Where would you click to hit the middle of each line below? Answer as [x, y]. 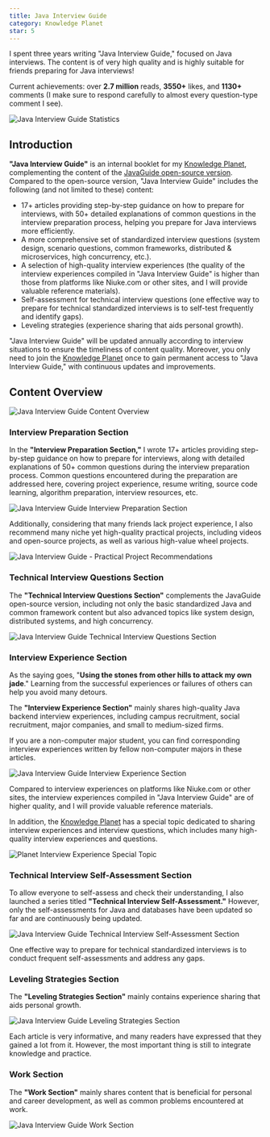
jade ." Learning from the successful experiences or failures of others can [131, 683]
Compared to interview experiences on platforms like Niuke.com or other [130, 789]
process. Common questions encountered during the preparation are [124, 476]
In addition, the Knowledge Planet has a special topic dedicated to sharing [132, 821]
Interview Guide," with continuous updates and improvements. [112, 367]
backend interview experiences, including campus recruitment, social [125, 716]
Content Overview [56, 392]
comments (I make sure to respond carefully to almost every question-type [134, 95]
